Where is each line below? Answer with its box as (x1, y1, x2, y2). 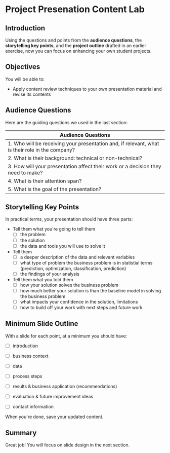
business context (12, 353, 49, 359)
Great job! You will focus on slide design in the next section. (5, 442, 130, 448)
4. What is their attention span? (8, 177, 82, 184)
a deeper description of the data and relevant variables (20, 254, 135, 260)
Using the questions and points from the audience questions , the (5, 37, 142, 43)
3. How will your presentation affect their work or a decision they (8, 163, 161, 170)
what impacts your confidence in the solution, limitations (20, 298, 138, 305)
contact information (12, 404, 54, 410)
